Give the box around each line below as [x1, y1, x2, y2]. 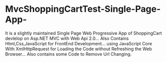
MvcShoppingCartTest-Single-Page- [5, 3, 161, 15]
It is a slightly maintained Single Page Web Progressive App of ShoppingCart [5, 30, 162, 36]
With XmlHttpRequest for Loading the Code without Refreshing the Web [5, 46, 152, 52]
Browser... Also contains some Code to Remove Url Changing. [5, 51, 132, 57]
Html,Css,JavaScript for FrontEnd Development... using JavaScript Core [5, 40, 153, 46]
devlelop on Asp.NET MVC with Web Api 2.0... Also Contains [5, 35, 129, 41]
